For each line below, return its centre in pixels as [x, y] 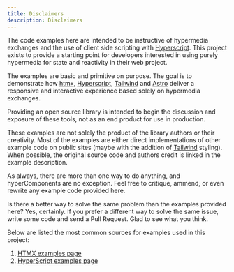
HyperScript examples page [58, 260]
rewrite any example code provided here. [66, 190]
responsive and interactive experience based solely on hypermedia [104, 91]
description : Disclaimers [45, 20]
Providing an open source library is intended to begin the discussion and [111, 112]
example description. [37, 162]
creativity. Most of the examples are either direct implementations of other [114, 139]
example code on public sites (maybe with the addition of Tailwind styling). [115, 147]
